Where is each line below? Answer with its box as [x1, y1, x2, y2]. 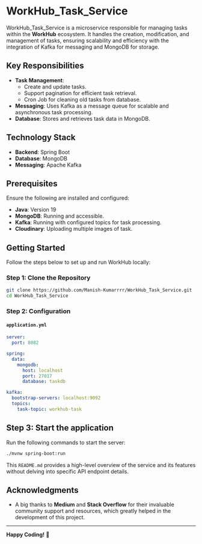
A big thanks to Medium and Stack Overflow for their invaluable [14, 501, 174, 509]
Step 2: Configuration [6, 307, 71, 316]
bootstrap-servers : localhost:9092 [11, 395, 101, 401]
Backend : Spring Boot [14, 148, 70, 156]
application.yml [6, 322, 47, 328]
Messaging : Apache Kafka [14, 161, 82, 168]
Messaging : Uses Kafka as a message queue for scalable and [14, 102, 170, 109]
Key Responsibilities [6, 61, 84, 71]
